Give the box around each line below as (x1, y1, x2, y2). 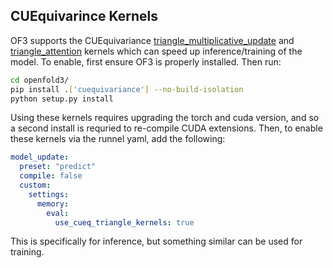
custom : (19, 180, 52, 191)
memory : (36, 199, 70, 209)
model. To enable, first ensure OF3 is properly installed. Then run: (10, 55, 282, 68)
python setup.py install (10, 94, 114, 104)
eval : (46, 208, 70, 218)
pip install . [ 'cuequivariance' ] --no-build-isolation (10, 84, 244, 94)
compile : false (19, 171, 83, 181)
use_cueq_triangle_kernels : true (54, 217, 195, 228)
